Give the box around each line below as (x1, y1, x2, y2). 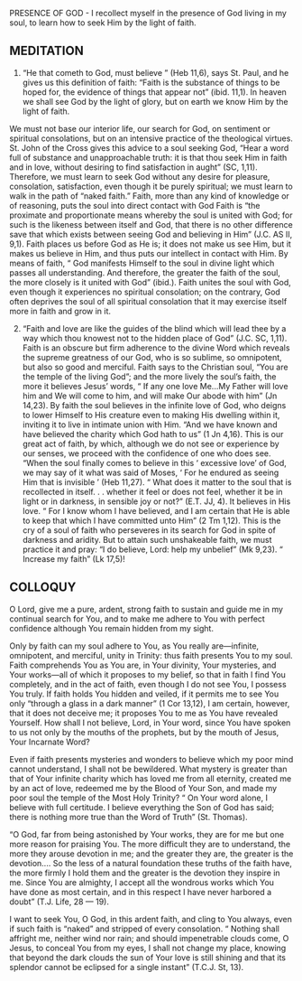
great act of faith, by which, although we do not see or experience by (22, 438, 279, 449)
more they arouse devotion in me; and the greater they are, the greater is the (9, 848, 294, 859)
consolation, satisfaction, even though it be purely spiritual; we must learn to (9, 181, 293, 192)
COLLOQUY (9, 580, 77, 595)
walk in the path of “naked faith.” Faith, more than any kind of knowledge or (9, 190, 290, 201)
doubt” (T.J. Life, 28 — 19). (9, 896, 110, 907)
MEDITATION (9, 43, 84, 59)
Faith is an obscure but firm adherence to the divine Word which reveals (22, 342, 290, 353)
